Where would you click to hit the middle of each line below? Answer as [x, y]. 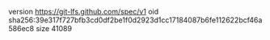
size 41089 [54, 28]
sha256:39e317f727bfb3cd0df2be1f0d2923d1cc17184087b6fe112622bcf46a [135, 20]
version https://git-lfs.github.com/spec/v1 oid [84, 12]
